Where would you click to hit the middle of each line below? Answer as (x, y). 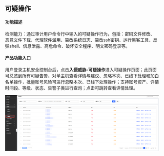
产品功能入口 (18, 58)
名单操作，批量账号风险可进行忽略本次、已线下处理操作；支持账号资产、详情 (82, 82)
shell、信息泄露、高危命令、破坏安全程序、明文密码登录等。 (70, 46)
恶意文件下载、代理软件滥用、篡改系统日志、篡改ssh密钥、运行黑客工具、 (79, 40)
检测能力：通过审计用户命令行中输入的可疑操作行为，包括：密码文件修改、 (80, 34)
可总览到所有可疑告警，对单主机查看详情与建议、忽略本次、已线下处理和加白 (82, 76)
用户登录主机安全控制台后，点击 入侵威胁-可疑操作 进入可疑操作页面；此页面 (81, 69)
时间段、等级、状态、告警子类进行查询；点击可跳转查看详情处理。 (71, 88)
